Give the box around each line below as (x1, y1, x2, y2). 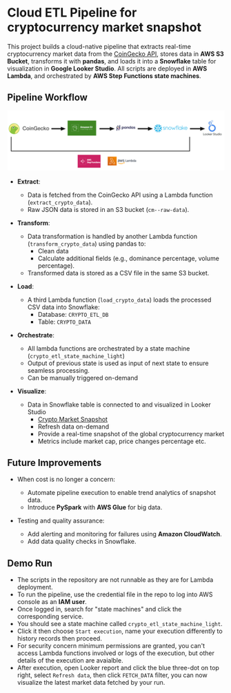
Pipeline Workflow (7, 92, 88, 104)
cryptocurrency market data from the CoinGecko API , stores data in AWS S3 (7, 50, 224, 58)
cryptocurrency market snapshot (7, 19, 202, 35)
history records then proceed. (17, 634, 102, 643)
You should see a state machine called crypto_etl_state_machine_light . (17, 620, 223, 628)
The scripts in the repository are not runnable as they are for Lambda (17, 576, 214, 584)
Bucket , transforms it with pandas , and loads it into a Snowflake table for (7, 57, 217, 65)
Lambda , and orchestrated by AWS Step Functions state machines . (7, 71, 201, 80)
